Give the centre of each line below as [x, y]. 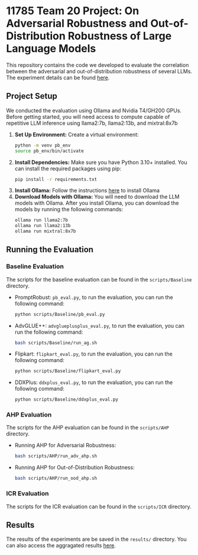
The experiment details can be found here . [58, 78]
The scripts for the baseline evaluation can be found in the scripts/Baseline [99, 279]
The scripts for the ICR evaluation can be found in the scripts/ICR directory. [99, 506]
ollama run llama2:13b [43, 226]
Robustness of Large [120, 36]
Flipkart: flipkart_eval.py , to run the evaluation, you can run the [93, 354]
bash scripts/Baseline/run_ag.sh [56, 343]
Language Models [51, 49]
